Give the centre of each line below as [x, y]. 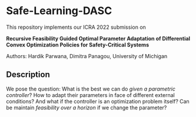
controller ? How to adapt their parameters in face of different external [90, 95]
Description [28, 75]
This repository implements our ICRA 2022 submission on [76, 27]
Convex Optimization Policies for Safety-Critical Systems [77, 45]
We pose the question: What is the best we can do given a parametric [91, 89]
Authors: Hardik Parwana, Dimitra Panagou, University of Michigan [87, 56]
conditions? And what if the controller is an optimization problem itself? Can [98, 101]
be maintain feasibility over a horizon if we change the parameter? [87, 108]
